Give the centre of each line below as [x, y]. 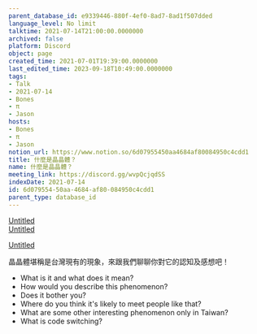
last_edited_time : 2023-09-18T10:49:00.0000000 [91, 69]
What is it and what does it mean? [77, 278]
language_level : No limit [52, 24]
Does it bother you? [53, 295]
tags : [17, 76]
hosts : [20, 122]
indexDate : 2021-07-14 [47, 182]
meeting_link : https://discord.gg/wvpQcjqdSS [87, 175]
